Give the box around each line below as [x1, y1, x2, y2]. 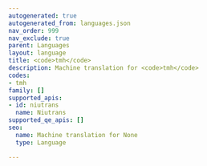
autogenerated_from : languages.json [8, 19, 131, 27]
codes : [8, 71, 30, 79]
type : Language [15, 138, 67, 147]
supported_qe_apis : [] [8, 116, 84, 124]
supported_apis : [8, 94, 63, 102]
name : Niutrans [15, 109, 67, 117]
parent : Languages [8, 42, 70, 50]
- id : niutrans [8, 101, 59, 109]
